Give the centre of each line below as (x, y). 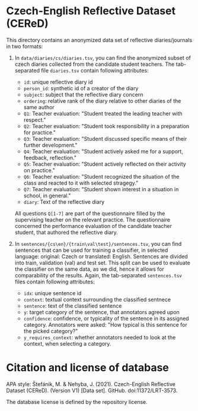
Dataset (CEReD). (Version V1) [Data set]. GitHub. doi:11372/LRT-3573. (92, 390)
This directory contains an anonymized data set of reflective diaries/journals (99, 40)
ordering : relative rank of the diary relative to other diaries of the (102, 101)
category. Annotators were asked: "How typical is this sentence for (106, 324)
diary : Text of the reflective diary (64, 202)
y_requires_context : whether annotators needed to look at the (100, 337)
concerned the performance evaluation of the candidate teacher (93, 226)
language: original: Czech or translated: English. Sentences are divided (101, 256)
